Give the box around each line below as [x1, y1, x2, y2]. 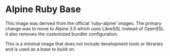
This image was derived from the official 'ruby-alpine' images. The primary [5, 20, 161, 26]
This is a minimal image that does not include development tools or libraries [5, 40, 163, 46]
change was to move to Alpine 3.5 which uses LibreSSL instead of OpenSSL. [5, 25, 165, 31]
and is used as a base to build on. [5, 46, 76, 52]
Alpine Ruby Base [5, 4, 81, 15]
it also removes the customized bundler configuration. [5, 31, 118, 37]
